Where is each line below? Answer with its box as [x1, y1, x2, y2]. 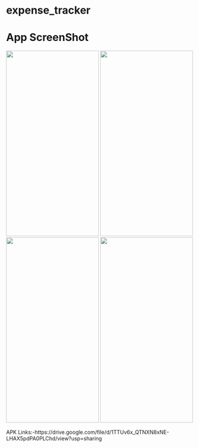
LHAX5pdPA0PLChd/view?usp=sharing [6, 435, 102, 442]
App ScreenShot [6, 31, 89, 45]
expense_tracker [6, 4, 91, 17]
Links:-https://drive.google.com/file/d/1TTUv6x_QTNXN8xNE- [17, 428, 169, 436]
